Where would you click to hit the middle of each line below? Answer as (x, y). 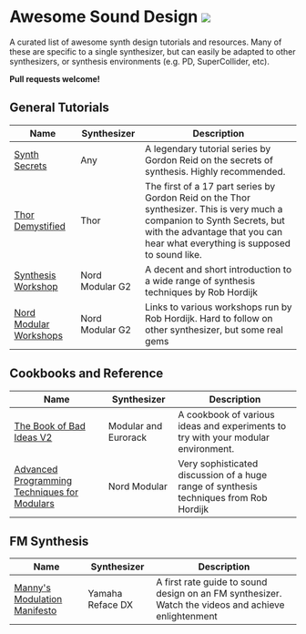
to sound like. (173, 254)
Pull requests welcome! (55, 78)
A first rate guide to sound (212, 582)
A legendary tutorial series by (208, 148)
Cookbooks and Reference (87, 374)
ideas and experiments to (232, 425)
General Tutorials (59, 108)
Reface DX (111, 605)
